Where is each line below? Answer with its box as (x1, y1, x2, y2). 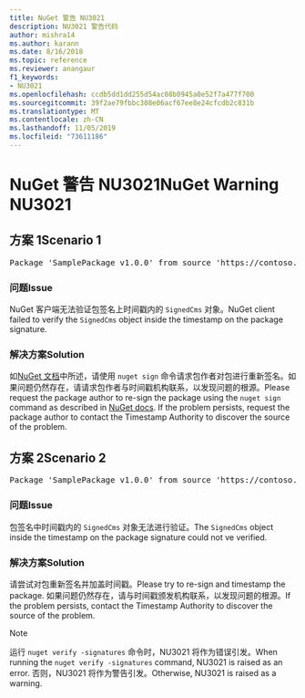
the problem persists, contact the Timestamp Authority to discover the (9, 599, 273, 611)
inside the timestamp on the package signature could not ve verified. (9, 531, 268, 543)
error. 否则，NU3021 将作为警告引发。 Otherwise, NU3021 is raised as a (9, 667, 277, 678)
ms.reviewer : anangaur (9, 65, 96, 74)
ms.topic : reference (9, 56, 88, 65)
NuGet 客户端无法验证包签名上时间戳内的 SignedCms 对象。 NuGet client (9, 304, 276, 315)
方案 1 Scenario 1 (9, 233, 102, 248)
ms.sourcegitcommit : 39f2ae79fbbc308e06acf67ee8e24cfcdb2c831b (9, 98, 255, 108)
